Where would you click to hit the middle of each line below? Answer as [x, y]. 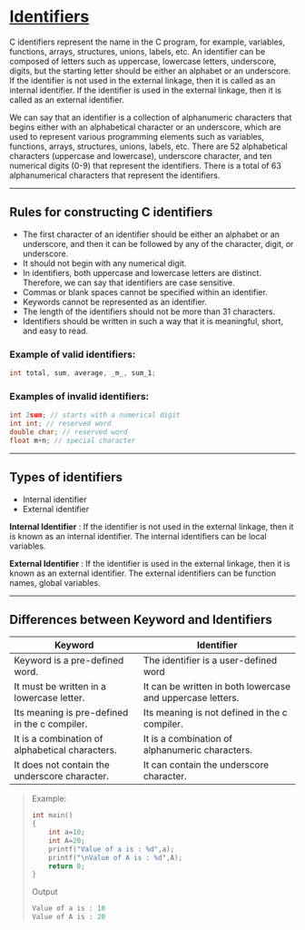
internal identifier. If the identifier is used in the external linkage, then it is [146, 90]
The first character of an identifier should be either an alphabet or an [151, 234]
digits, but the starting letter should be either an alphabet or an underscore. [150, 71]
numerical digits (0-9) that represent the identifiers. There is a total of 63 [145, 165]
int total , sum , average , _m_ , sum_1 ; [83, 373]
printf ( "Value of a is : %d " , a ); [112, 849]
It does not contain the [62, 765]
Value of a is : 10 [69, 909]
